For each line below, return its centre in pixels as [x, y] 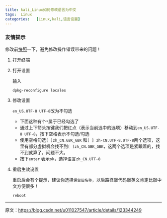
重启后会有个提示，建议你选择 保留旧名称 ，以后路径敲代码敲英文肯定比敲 [85, 180]
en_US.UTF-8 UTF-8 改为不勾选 [42, 110]
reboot [19, 195]
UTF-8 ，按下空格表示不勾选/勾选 [57, 134]
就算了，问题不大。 [48, 152]
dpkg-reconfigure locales [39, 90]
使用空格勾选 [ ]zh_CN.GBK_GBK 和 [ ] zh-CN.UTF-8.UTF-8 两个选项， [88, 140]
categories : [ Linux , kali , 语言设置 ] [43, 19]
